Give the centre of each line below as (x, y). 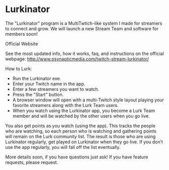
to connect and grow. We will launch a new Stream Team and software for (82, 28)
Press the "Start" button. (38, 94)
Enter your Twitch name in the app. (49, 84)
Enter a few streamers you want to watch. (56, 89)
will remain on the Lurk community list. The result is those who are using (80, 136)
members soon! (21, 34)
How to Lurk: (19, 69)
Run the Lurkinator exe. (37, 78)
